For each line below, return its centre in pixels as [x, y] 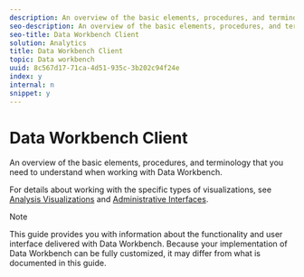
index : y [26, 77]
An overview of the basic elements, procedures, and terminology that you [147, 162]
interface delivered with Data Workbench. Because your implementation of [148, 244]
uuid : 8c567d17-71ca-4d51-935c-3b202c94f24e [95, 69]
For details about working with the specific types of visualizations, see [141, 189]
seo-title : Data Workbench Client [75, 34]
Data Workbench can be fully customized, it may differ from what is [135, 254]
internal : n [32, 85]
